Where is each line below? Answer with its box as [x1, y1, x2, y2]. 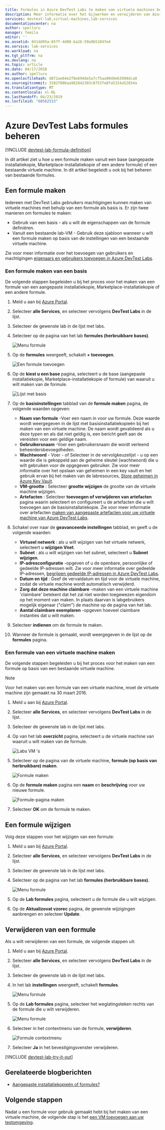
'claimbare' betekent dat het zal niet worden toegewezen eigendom [19, 592, 156, 598]
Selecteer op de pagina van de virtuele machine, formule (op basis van [12, 758, 157, 764]
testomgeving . [5, 1119, 34, 1125]
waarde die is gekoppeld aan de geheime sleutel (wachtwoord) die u [19, 457, 159, 463]
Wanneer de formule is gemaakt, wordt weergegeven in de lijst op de [12, 632, 152, 637]
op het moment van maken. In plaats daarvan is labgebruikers [19, 597, 145, 603]
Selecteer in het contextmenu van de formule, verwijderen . [12, 1025, 133, 1031]
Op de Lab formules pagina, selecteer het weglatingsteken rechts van [12, 1001, 154, 1007]
